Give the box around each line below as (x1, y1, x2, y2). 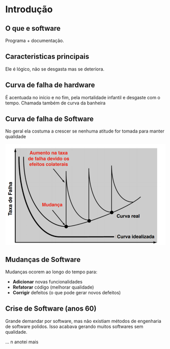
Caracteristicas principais (5, 52, 90, 61)
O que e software (5, 24, 61, 33)
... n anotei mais (5, 339, 39, 345)
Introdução (5, 4, 53, 15)
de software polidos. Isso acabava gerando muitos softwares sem (5, 323, 144, 330)
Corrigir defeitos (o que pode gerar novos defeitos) (12, 290, 121, 296)
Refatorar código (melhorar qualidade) (12, 284, 94, 290)
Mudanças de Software (5, 255, 81, 264)
